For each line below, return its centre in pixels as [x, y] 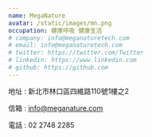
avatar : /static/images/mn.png [60, 23]
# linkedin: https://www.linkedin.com [72, 61]
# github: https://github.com [58, 68]
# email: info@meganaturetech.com [66, 45]
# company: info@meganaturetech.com [69, 38]
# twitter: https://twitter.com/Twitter [76, 53]
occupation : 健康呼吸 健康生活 [55, 30]
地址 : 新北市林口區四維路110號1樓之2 [69, 91]
